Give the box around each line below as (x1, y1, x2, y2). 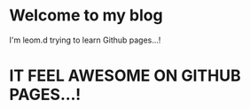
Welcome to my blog (9, 5, 163, 26)
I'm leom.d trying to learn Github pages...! (9, 35, 161, 45)
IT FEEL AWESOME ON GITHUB (9, 66, 241, 86)
